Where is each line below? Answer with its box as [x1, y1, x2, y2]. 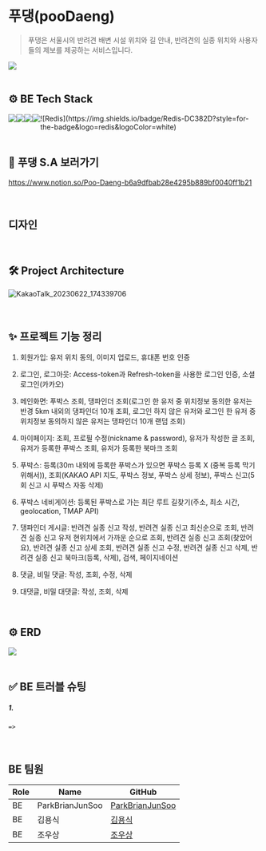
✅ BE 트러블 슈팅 [8, 680, 86, 694]
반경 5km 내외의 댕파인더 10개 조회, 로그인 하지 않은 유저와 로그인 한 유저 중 [19, 407, 256, 416]
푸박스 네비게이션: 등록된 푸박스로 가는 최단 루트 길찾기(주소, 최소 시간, [19, 497, 240, 507]
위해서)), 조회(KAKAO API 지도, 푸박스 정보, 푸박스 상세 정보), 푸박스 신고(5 [19, 471, 255, 479]
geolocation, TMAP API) [19, 507, 100, 515]
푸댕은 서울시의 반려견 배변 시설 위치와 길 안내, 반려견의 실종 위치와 [27, 35, 237, 45]
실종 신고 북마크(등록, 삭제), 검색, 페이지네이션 [34, 553, 179, 562]
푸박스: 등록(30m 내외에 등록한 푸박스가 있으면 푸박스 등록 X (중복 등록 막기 [19, 460, 256, 470]
